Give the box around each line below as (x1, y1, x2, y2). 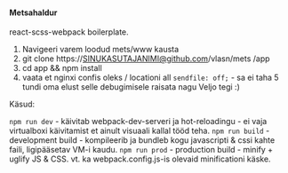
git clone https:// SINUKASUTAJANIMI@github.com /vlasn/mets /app (21, 53, 270, 64)
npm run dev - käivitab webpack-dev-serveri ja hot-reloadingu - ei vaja (9, 116, 268, 127)
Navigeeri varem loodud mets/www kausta (21, 44, 180, 55)
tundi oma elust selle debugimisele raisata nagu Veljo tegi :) (21, 82, 240, 92)
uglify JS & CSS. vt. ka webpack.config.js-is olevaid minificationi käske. (9, 153, 271, 164)
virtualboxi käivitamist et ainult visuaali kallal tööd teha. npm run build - (9, 125, 270, 137)
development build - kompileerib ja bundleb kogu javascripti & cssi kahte (9, 135, 276, 145)
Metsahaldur (9, 7, 58, 18)
